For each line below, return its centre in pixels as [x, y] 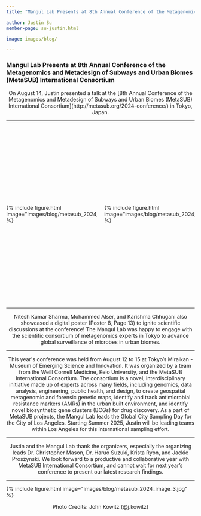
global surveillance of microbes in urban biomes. [100, 342]
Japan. [100, 112]
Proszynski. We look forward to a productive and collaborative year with [100, 459]
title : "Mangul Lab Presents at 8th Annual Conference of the [85, 12]
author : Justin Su [29, 22]
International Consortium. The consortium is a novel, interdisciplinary [100, 378]
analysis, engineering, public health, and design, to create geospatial [100, 391]
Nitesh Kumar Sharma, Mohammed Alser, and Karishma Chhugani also [100, 316]
